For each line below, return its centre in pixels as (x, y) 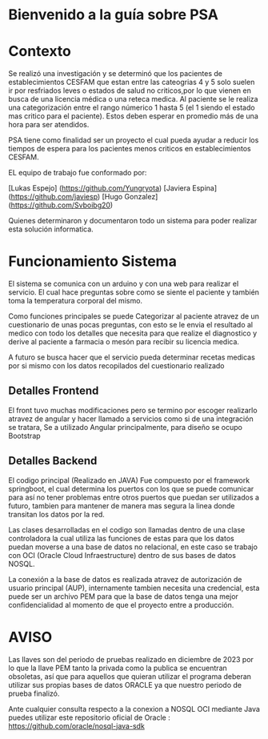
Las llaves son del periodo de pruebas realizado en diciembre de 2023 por (131, 659)
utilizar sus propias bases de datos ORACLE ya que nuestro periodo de (125, 685)
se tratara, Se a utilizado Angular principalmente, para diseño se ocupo (125, 427)
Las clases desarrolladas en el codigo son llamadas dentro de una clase (127, 529)
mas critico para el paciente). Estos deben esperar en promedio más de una (133, 116)
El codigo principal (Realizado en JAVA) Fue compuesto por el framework (129, 480)
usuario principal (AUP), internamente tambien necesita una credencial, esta (134, 588)
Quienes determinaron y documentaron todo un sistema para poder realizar (133, 221)
